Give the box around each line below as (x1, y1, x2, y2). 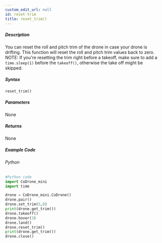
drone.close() (5, 234, 34, 239)
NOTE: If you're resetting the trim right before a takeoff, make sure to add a (5, 55, 158, 61)
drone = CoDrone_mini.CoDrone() (5, 193, 71, 198)
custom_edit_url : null (5, 7, 52, 12)
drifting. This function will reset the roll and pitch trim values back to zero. (5, 49, 155, 55)
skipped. (5, 65, 23, 71)
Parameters (5, 99, 30, 105)
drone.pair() (5, 197, 32, 202)
